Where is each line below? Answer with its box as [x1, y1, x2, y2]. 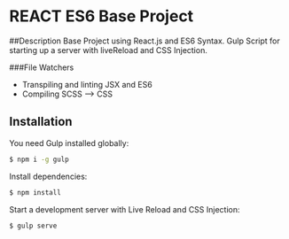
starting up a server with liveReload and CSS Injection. [9, 44, 208, 55]
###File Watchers [9, 62, 74, 73]
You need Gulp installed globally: [9, 137, 129, 148]
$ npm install [9, 188, 62, 197]
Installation [9, 114, 73, 129]
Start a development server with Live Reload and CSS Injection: [9, 204, 241, 214]
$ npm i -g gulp [9, 155, 69, 164]
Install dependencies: [9, 171, 88, 181]
